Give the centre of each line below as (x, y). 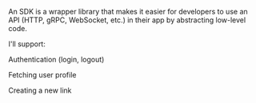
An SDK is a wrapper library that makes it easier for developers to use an (128, 12)
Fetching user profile (42, 75)
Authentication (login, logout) (56, 59)
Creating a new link (40, 90)
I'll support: (27, 44)
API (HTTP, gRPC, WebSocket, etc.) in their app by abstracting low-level (127, 20)
